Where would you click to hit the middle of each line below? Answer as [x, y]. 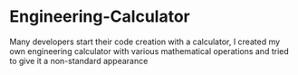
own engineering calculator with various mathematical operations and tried [149, 51]
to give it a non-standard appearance [79, 61]
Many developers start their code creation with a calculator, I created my [145, 42]
